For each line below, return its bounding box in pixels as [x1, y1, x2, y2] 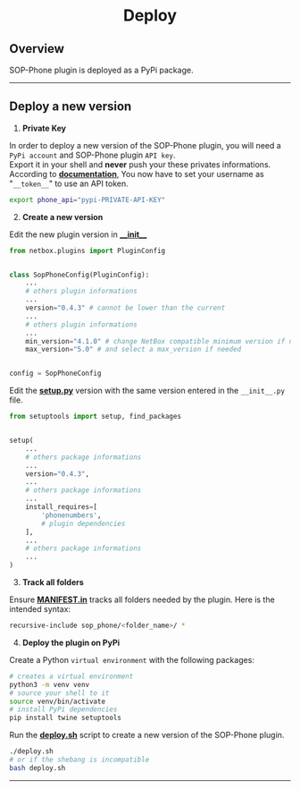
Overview [9, 41, 65, 56]
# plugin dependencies [41, 519, 126, 528]
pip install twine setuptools [9, 713, 122, 723]
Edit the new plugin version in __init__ [9, 229, 147, 240]
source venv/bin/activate [9, 697, 105, 706]
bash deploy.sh [9, 763, 66, 772]
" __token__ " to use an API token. [9, 178, 129, 189]
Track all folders [21, 577, 85, 588]
